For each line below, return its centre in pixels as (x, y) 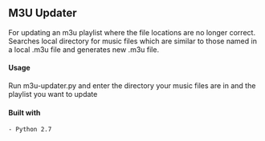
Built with (24, 112)
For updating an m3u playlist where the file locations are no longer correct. (132, 32)
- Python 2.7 (30, 130)
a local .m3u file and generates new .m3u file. (84, 49)
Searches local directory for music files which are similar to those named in (132, 41)
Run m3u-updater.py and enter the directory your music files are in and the (132, 86)
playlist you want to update (53, 95)
